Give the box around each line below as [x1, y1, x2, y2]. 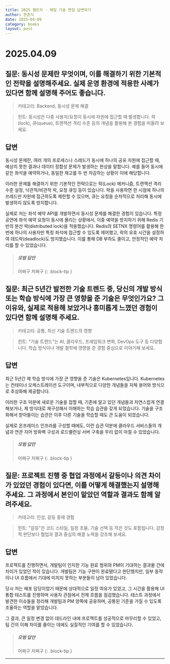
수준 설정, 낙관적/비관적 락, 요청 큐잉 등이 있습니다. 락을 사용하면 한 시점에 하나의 [5, 187, 164, 193]
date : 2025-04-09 [5, 17, 42, 22]
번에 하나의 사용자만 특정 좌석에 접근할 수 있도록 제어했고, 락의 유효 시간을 [5, 229, 151, 235]
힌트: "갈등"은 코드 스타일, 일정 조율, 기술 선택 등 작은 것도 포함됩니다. [17, 525, 155, 531]
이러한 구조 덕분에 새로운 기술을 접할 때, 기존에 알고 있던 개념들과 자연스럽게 [5, 399, 155, 405]
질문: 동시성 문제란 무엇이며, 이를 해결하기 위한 [5, 69, 142, 78]
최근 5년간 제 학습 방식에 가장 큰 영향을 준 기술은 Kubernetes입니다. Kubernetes [5, 375, 165, 381]
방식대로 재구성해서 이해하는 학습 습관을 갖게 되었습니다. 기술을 [29, 405, 154, 411]
